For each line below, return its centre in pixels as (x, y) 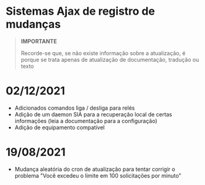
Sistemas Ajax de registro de (80, 11)
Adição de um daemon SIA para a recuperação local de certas (93, 114)
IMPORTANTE (39, 41)
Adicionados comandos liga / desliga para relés (75, 108)
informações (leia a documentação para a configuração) (86, 121)
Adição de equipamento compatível (60, 127)
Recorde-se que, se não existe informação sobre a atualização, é (103, 53)
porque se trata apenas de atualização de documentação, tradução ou (110, 59)
